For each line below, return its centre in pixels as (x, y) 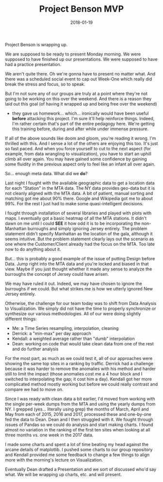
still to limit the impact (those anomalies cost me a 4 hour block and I (74, 374)
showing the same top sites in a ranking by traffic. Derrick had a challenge (79, 363)
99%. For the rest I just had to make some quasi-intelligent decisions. (74, 203)
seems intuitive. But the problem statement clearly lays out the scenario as (80, 239)
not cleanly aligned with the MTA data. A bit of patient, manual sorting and (79, 193)
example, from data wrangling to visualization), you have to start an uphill (78, 154)
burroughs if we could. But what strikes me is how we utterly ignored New (79, 288)
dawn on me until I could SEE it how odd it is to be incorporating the (73, 223)
